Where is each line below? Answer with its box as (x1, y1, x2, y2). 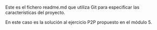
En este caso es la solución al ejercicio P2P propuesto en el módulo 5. (5, 19, 152, 25)
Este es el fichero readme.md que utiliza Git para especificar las (5, 4, 140, 10)
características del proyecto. (5, 9, 65, 15)
